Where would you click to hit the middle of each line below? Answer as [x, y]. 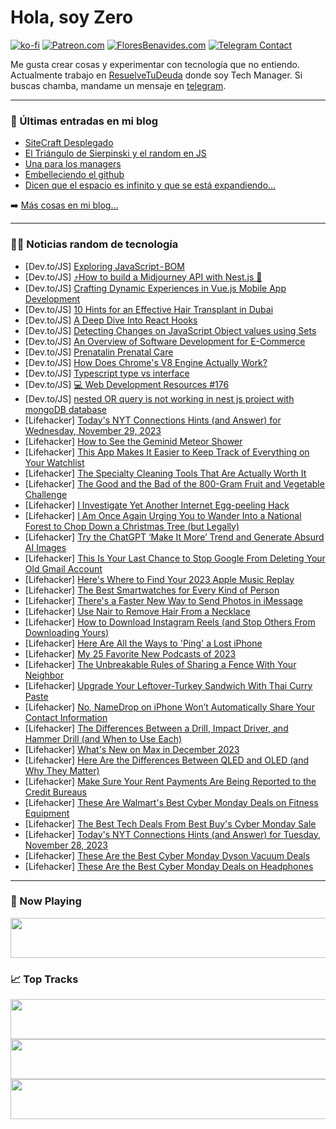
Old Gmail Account [63, 568]
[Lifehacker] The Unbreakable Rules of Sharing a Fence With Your [160, 664]
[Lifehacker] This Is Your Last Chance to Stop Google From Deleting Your [175, 558]
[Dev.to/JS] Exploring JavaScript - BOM [104, 266]
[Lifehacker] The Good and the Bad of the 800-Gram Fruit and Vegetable [174, 483]
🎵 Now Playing [46, 901]
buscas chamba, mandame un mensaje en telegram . [118, 85]
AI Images [45, 547]
